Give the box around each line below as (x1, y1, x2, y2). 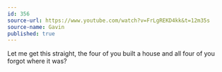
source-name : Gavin (7, 23, 65, 30)
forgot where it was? (7, 57, 67, 66)
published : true (7, 30, 55, 37)
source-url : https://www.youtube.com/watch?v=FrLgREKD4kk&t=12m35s (7, 17, 211, 24)
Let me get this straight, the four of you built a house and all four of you (7, 49, 216, 58)
